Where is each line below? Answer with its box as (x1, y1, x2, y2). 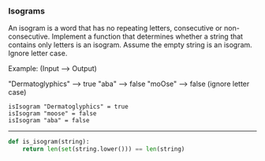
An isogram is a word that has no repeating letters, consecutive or (8, 24, 222, 33)
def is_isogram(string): (8, 138, 90, 146)
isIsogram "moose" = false (8, 110, 97, 118)
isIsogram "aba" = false (8, 117, 90, 125)
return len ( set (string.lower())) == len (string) (22, 145, 185, 153)
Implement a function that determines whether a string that (51, 32, 243, 41)
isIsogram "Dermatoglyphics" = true (8, 103, 129, 111)
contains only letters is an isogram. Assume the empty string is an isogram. (8, 40, 252, 50)
